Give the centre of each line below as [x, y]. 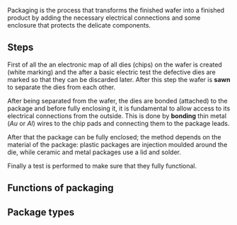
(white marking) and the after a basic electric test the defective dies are [111, 72]
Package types [41, 212]
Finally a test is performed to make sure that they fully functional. [102, 166]
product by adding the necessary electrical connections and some [104, 18]
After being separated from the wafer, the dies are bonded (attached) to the [117, 100]
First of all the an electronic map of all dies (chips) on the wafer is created [115, 64]
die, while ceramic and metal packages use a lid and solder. [94, 152]
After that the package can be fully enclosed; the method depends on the [114, 137]
